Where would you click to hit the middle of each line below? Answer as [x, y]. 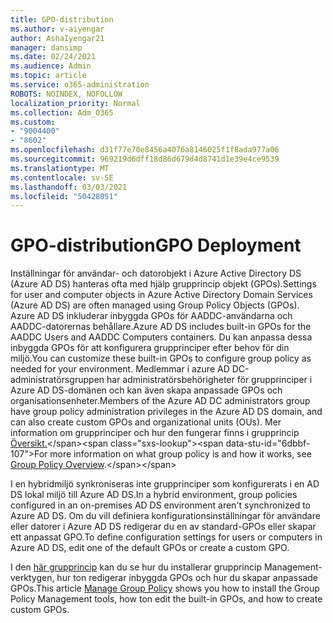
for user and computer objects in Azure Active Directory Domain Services [161, 295]
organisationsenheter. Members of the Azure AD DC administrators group [160, 401]
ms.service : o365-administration [80, 85]
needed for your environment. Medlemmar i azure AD [120, 369]
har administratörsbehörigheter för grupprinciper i [209, 380]
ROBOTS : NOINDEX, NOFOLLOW [66, 94]
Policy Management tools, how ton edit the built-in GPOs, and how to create [166, 599]
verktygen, [32, 578]
